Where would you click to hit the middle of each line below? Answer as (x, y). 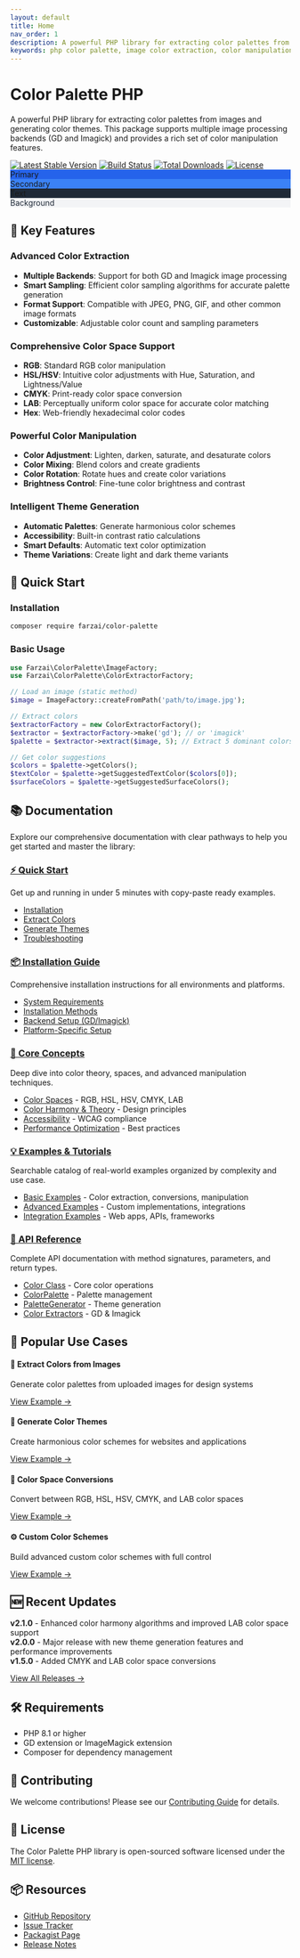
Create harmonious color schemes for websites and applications (129, 1442)
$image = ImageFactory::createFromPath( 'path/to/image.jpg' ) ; (128, 700)
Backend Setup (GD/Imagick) (76, 1021)
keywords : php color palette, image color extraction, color (126, 51)
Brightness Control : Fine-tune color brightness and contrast (134, 484)
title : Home (32, 26)
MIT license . (33, 1860)
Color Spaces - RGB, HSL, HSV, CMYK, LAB (103, 1099)
